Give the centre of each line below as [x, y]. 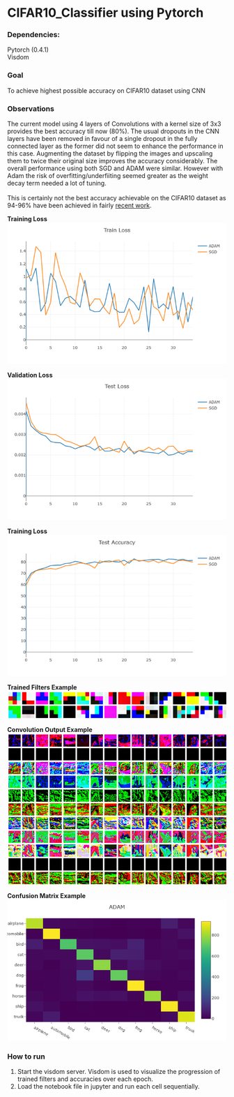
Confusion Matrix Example [46, 895]
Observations [31, 108]
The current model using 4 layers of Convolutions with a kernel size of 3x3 [114, 124]
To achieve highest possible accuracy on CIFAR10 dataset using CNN [106, 90]
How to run [26, 1057]
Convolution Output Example [50, 730]
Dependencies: [34, 35]
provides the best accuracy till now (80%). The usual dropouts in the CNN [113, 131]
